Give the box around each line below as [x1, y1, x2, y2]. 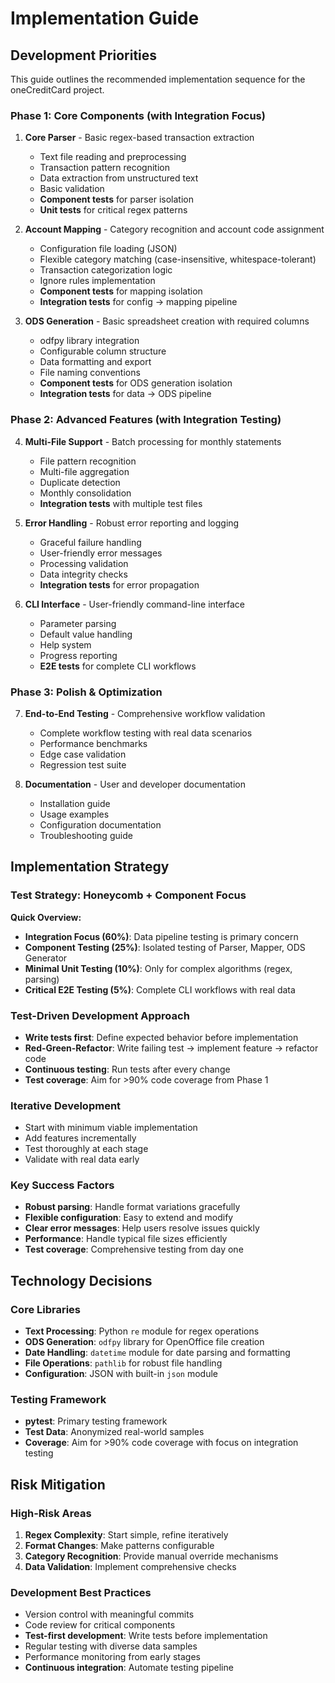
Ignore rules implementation [39, 275, 156, 287]
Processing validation [39, 557, 129, 569]
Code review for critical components [24, 1619, 176, 1631]
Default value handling [39, 628, 133, 640]
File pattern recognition [39, 455, 137, 467]
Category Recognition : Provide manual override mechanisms [24, 1550, 279, 1562]
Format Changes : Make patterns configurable [24, 1540, 215, 1552]
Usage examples [39, 808, 110, 820]
